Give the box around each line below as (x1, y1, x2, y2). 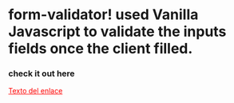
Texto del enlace (8, 86, 63, 96)
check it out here (8, 68, 75, 79)
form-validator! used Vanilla (8, 6, 199, 24)
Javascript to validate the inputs (8, 22, 227, 41)
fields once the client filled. (8, 40, 193, 57)
